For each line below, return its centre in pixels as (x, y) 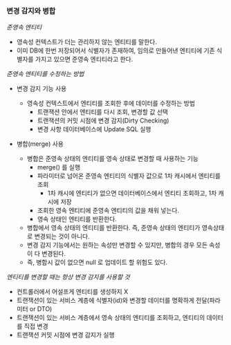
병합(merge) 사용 (40, 144)
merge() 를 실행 (59, 167)
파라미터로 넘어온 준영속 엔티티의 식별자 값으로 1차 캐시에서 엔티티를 (129, 176)
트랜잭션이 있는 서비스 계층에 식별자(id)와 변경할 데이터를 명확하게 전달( (113, 300)
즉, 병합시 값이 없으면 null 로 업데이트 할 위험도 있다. (97, 262)
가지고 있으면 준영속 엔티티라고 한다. (84, 59)
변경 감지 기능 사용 (41, 88)
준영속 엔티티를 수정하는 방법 (45, 74)
